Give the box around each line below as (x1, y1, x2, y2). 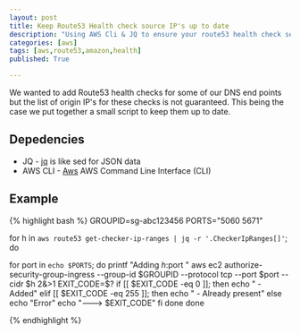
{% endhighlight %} (9, 314, 82, 325)
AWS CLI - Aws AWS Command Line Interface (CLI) (21, 165, 212, 176)
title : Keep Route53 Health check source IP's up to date (9, 21, 229, 30)
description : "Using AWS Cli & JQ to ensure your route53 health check (9, 30, 281, 39)
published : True (9, 55, 70, 64)
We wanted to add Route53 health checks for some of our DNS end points (9, 87, 282, 98)
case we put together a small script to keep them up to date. (9, 107, 231, 116)
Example (9, 192, 59, 207)
